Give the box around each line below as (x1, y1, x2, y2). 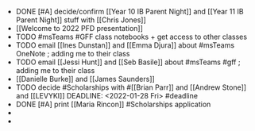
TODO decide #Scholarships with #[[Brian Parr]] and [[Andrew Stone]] (15, 83, 247, 92)
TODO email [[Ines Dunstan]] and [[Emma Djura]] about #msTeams (15, 40, 235, 50)
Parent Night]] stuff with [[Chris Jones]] (15, 15, 147, 25)
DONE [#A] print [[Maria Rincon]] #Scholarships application (15, 99, 211, 109)
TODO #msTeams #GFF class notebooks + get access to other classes (15, 32, 248, 41)
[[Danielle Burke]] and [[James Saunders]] (15, 75, 155, 83)
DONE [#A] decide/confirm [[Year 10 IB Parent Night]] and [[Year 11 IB (15, 7, 244, 16)
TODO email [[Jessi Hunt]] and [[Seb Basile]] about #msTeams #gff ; (15, 57, 241, 67)
